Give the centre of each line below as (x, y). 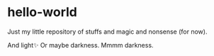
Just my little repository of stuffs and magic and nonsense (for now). (107, 31)
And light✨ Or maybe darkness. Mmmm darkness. (80, 45)
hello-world (43, 12)
